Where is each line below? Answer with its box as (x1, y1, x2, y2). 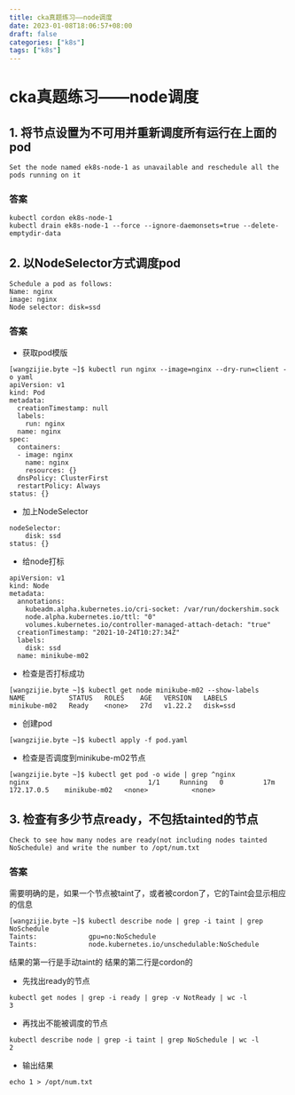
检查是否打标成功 (21, 668, 85, 678)
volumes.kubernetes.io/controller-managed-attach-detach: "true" (25, 620, 272, 629)
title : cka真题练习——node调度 (9, 12, 113, 22)
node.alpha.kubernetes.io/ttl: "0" (25, 612, 157, 622)
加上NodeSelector (21, 505, 89, 516)
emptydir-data (9, 229, 62, 238)
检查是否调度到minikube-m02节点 (21, 752, 146, 763)
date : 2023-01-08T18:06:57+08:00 (9, 21, 133, 30)
